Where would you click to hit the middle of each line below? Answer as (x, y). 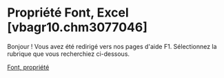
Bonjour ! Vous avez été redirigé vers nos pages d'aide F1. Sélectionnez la (112, 46)
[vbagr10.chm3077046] (78, 27)
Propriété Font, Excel (68, 13)
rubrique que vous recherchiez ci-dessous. (68, 54)
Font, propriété (28, 67)
